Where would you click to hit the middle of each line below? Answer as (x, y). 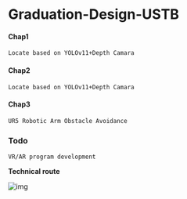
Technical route (34, 172)
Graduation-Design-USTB (94, 14)
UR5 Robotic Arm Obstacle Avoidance (68, 121)
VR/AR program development (52, 157)
